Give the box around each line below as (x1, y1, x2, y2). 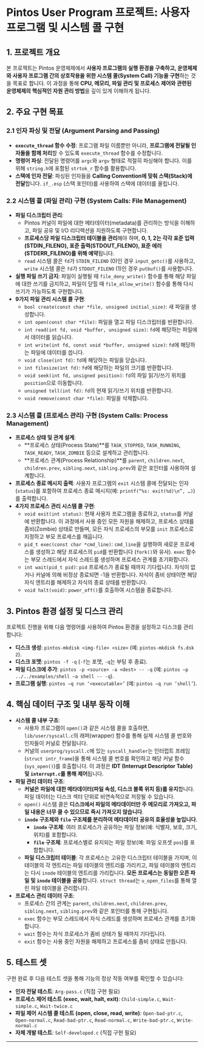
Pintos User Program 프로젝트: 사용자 (6, 5, 190, 20)
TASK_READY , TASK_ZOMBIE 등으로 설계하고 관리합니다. (24, 449, 150, 456)
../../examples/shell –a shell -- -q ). (15, 672, 114, 680)
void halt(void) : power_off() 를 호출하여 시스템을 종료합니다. (24, 586, 173, 594)
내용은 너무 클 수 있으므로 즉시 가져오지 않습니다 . (30, 808, 144, 815)
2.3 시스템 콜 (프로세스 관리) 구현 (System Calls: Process (6, 411, 168, 420)
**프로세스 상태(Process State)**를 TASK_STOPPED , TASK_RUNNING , (24, 442, 181, 449)
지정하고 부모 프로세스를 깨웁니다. (24, 533, 104, 540)
